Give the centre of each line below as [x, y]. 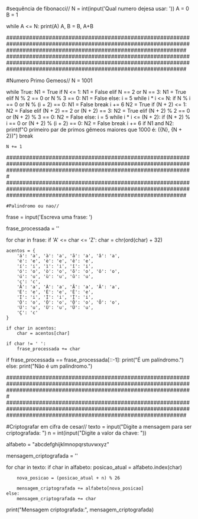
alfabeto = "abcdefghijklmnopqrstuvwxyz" [58, 444]
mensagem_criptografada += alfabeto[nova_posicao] [80, 488]
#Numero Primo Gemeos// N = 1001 [49, 80]
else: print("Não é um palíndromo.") [49, 366]
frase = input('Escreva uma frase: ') [49, 217]
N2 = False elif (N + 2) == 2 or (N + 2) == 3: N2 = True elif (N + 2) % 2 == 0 [98, 111]
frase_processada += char [49, 349]
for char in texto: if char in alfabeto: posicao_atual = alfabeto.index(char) [94, 467]
